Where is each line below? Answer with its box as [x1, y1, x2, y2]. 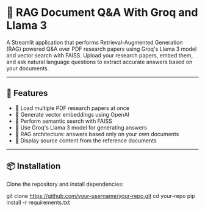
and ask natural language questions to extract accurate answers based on [6, 58, 193, 65]
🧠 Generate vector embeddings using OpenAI [15, 111, 130, 118]
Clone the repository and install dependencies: [6, 180, 124, 188]
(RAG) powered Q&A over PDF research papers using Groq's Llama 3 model [6, 45, 197, 53]
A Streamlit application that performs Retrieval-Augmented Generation [6, 38, 183, 46]
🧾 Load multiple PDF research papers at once [15, 104, 130, 112]
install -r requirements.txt [6, 199, 70, 206]
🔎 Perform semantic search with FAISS [15, 117, 112, 125]
